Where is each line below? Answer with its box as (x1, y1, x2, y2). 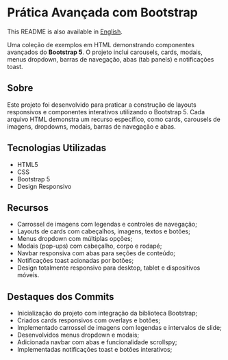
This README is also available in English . (7, 27, 123, 36)
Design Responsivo (16, 182, 72, 190)
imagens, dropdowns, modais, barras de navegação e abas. (7, 122, 176, 131)
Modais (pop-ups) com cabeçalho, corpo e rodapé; (16, 242, 162, 250)
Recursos (7, 202, 49, 214)
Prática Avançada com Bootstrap (7, 5, 199, 21)
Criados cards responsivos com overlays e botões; (16, 316, 161, 324)
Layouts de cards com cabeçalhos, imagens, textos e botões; (16, 227, 190, 235)
